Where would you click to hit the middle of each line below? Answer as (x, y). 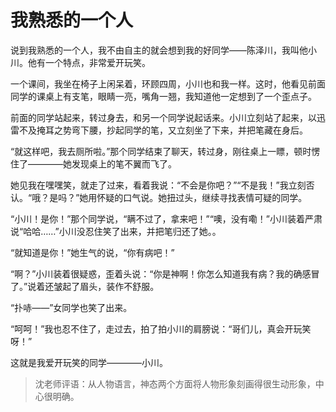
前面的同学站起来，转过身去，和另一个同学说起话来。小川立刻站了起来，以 (163, 117)
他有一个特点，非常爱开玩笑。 (89, 62)
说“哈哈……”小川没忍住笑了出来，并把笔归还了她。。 (116, 231)
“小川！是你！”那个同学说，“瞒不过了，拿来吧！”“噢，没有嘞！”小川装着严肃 (166, 218)
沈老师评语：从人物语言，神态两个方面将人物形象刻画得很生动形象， (175, 383)
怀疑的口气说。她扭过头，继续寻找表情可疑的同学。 (202, 197)
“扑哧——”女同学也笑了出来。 (71, 307)
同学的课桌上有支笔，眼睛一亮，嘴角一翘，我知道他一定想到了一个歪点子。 (163, 96)
